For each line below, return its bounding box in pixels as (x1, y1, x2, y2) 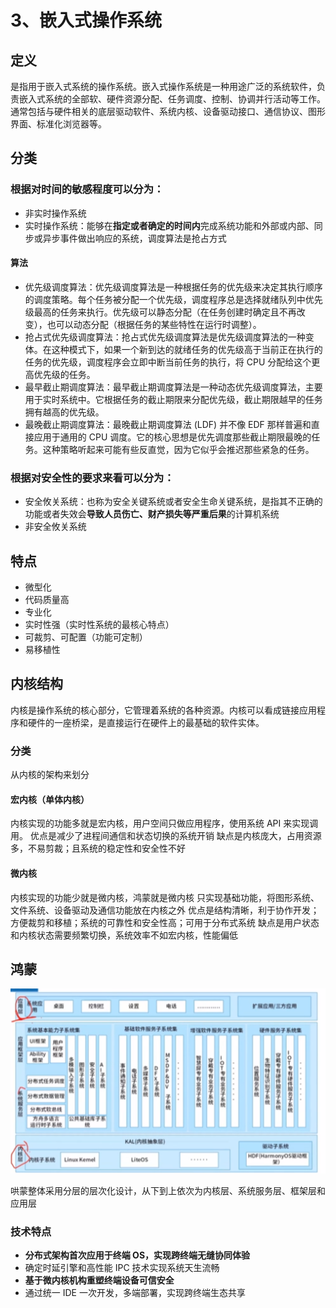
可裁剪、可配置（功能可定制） (24, 631, 148, 643)
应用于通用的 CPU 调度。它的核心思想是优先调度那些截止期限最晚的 (33, 431, 312, 443)
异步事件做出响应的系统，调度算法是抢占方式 (42, 232, 227, 244)
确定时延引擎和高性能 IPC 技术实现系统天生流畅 (24, 1262, 220, 1274)
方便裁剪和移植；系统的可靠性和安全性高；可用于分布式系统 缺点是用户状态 (10, 916, 320, 928)
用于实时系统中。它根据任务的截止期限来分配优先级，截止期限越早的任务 (24, 393, 323, 405)
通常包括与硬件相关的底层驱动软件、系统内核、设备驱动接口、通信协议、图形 (10, 106, 326, 117)
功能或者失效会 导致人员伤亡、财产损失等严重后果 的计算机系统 (24, 508, 280, 520)
